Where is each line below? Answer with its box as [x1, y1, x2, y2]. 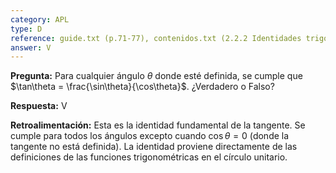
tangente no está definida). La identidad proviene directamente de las [10, 141, 298, 153]
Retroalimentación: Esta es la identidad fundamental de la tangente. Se [10, 119, 306, 131]
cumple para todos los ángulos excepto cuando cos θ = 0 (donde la [10, 130, 290, 142]
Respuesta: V [10, 100, 68, 112]
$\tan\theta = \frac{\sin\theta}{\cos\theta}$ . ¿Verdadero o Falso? [10, 81, 275, 93]
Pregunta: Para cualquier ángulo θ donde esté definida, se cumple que [10, 70, 303, 82]
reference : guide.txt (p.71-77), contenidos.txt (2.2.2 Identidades [10, 33, 302, 43]
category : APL [10, 14, 70, 25]
